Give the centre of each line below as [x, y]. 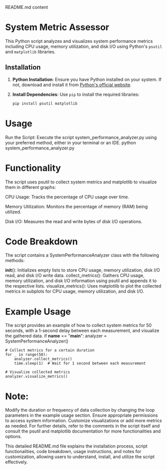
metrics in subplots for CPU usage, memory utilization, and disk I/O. [75, 292]
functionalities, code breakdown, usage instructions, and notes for [73, 452]
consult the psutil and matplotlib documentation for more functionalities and [83, 431]
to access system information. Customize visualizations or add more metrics [83, 421]
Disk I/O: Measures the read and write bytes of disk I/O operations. [74, 221]
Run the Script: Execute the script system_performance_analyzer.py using [81, 137]
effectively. [17, 462]
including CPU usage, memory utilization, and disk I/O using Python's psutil [84, 46]
